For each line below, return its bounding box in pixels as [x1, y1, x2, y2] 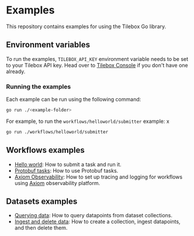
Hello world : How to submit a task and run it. [14, 160, 122, 167]
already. [6, 68, 26, 75]
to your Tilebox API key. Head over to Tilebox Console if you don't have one [6, 61, 188, 69]
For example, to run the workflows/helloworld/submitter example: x [6, 118, 169, 125]
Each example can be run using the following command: [6, 96, 141, 103]
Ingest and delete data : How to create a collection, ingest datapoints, [14, 218, 181, 225]
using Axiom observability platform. [14, 179, 101, 186]
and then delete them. [14, 224, 68, 231]
